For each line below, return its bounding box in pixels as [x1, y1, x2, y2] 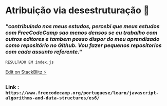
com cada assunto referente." [5, 48, 82, 56]
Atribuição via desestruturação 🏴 [5, 5, 150, 16]
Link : [5, 84, 20, 91]
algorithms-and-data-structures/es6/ [5, 95, 100, 101]
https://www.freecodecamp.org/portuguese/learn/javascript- [5, 90, 159, 96]
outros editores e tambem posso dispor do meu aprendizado [5, 36, 160, 43]
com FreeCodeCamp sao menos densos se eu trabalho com [5, 29, 158, 36]
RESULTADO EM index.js [5, 60, 54, 65]
